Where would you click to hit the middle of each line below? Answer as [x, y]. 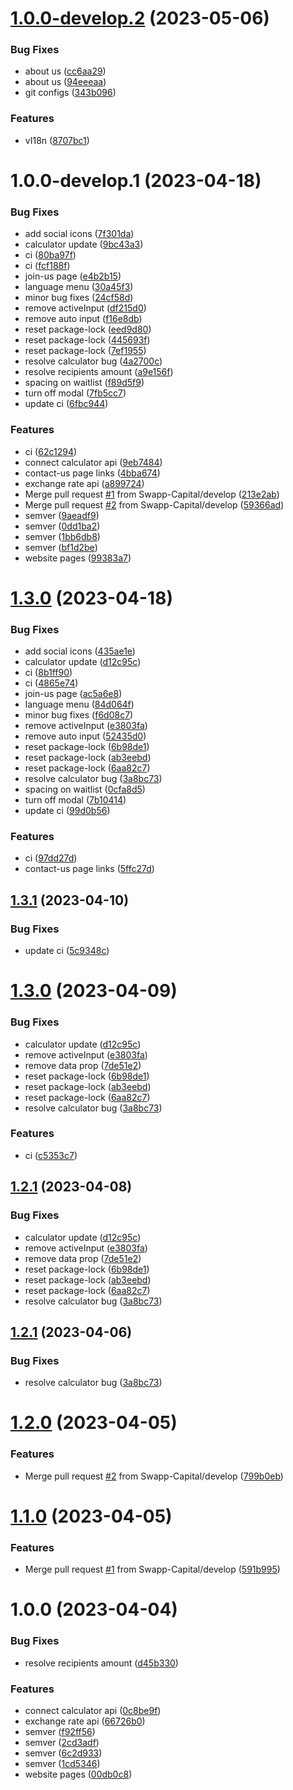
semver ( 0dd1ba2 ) [62, 526]
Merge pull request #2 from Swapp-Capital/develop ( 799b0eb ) [154, 1476]
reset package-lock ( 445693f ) [87, 340]
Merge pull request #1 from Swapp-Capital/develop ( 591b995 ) [152, 1569]
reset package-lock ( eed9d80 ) [88, 329]
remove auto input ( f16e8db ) [83, 319]
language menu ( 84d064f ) [79, 704]
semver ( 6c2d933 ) [63, 1753]
